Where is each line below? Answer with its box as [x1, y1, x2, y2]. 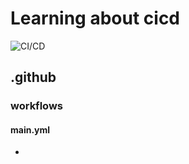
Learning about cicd [10, 7, 181, 30]
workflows [10, 99, 63, 113]
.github [10, 69, 57, 86]
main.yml [10, 123, 51, 136]
